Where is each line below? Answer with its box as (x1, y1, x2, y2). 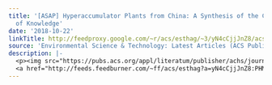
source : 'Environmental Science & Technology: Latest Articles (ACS (8, 42, 244, 50)
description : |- (8, 49, 63, 57)
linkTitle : (8, 34, 45, 43)
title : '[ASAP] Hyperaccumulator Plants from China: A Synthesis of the (8, 11, 259, 20)
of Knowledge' (15, 19, 63, 28)
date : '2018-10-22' (8, 27, 74, 35)
